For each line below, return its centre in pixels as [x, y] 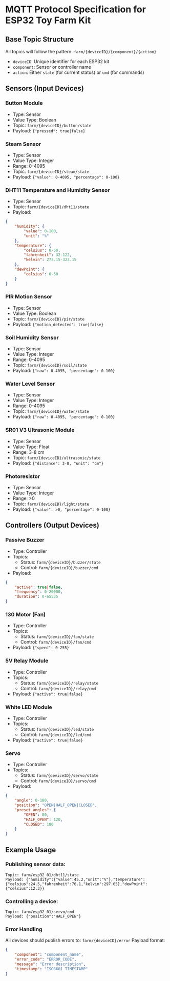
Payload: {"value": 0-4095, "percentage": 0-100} [66, 177]
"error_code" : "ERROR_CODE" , [46, 959]
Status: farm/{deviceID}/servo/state [59, 775]
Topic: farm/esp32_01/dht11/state [42, 875]
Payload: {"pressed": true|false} [49, 131]
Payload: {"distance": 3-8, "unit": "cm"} [58, 463]
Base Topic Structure [40, 39]
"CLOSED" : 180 [39, 824]
